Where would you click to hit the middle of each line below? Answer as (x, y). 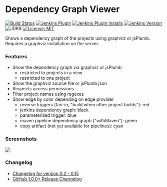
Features (16, 56)
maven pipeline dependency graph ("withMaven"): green (78, 121)
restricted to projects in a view (51, 73)
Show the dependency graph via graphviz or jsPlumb (67, 67)
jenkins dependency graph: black (54, 110)
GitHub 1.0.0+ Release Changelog (47, 178)
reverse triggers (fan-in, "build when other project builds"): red (85, 105)
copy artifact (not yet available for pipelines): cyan (71, 126)
